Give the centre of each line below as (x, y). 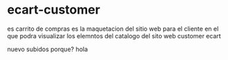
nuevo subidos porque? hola (48, 49)
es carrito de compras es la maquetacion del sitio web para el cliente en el (113, 29)
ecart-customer (54, 10)
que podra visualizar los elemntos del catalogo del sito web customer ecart (114, 35)
